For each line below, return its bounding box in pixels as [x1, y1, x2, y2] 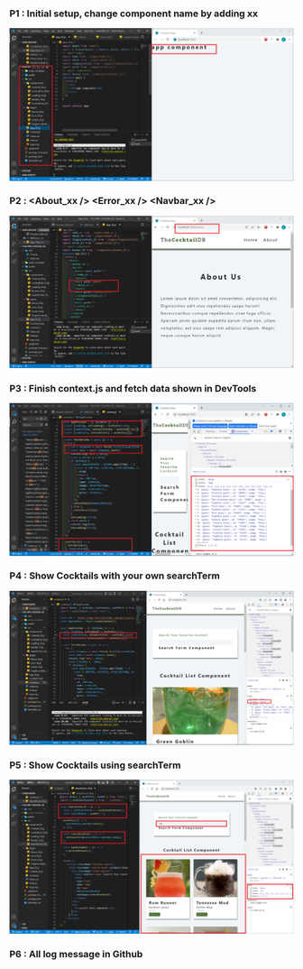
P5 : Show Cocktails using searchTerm [9, 759, 181, 771]
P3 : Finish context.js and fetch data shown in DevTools [9, 382, 257, 394]
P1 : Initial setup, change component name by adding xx [9, 7, 259, 20]
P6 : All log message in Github [9, 947, 143, 960]
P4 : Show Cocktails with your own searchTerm [9, 569, 221, 582]
